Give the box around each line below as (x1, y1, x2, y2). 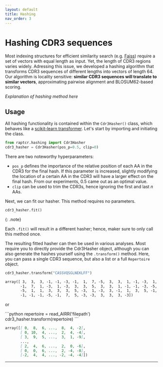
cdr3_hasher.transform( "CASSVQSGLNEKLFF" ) (5, 270, 92, 275)
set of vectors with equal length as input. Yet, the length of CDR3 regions (5, 58, 151, 64)
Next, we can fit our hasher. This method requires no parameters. (5, 198, 136, 204)
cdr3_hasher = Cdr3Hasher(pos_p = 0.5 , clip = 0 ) (5, 145, 98, 150)
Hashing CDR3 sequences (5, 37, 113, 48)
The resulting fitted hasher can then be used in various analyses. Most (5, 240, 146, 246)
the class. (5, 131, 25, 137)
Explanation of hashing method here (5, 93, 78, 100)
